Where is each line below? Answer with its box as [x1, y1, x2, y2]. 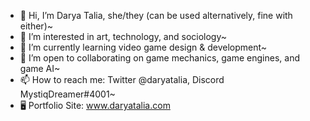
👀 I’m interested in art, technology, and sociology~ [19, 31, 228, 42]
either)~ [19, 20, 54, 32]
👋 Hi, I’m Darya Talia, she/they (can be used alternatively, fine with [19, 10, 293, 21]
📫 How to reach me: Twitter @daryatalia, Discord [19, 74, 225, 85]
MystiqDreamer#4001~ [19, 88, 116, 100]
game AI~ [19, 63, 61, 74]
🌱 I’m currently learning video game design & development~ [19, 41, 268, 53]
